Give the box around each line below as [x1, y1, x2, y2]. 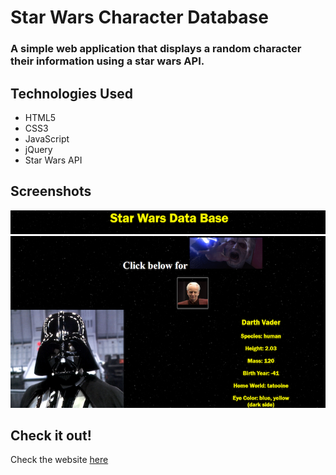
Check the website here [10, 454, 109, 466]
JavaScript [24, 132, 70, 145]
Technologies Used [10, 85, 133, 102]
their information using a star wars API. [10, 54, 205, 68]
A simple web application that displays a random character [10, 42, 302, 56]
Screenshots [10, 183, 92, 200]
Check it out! [10, 427, 92, 445]
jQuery [24, 143, 53, 155]
